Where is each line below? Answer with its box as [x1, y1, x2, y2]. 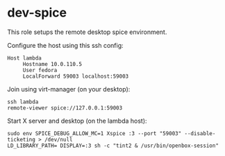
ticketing [7, 136, 36, 143]
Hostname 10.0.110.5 [22, 60, 82, 67]
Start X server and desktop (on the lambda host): [7, 116, 147, 125]
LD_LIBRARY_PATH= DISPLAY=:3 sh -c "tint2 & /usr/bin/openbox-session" [7, 142, 219, 149]
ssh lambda [7, 98, 39, 105]
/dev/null [44, 136, 73, 143]
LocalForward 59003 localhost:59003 [22, 73, 129, 80]
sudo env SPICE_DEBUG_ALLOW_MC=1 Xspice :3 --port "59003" [7, 130, 182, 137]
